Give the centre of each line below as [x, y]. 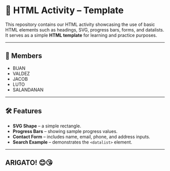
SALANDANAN [28, 90]
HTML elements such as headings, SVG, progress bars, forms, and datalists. [85, 29]
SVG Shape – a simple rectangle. [47, 126]
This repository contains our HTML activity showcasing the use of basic [80, 24]
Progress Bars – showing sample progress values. [65, 131]
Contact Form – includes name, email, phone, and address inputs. [81, 136]
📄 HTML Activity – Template [65, 10]
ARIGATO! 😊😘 [29, 163]
